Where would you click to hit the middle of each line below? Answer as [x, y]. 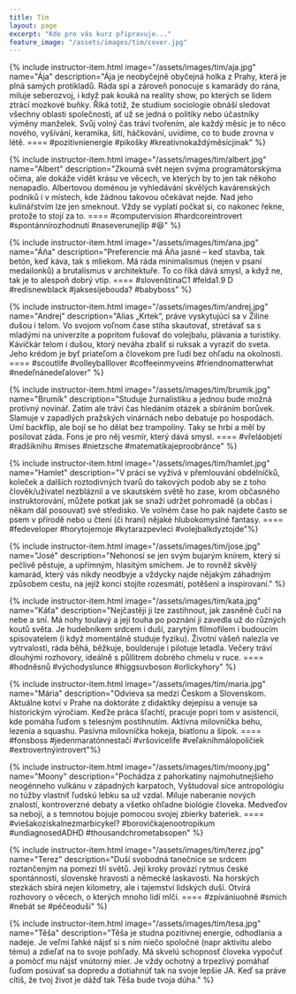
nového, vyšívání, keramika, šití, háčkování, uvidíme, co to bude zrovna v [142, 133]
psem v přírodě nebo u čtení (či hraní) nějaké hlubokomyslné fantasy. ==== [146, 520]
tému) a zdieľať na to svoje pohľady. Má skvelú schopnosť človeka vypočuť [146, 952]
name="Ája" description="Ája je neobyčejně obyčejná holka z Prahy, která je [148, 77]
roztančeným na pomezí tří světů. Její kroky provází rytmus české [129, 869]
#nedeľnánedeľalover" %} [57, 373]
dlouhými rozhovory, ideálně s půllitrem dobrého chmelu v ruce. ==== [137, 658]
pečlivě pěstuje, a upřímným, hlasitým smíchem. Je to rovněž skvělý [133, 565]
